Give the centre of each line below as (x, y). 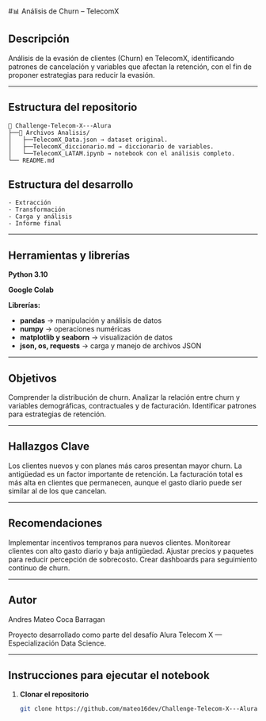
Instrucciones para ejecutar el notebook (109, 675)
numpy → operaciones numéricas (75, 329)
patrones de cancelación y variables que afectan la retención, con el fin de (130, 67)
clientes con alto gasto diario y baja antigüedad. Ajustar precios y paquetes (131, 550)
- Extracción (30, 203)
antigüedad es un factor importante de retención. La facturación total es (125, 474)
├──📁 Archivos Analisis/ (49, 132)
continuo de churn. (39, 568)
